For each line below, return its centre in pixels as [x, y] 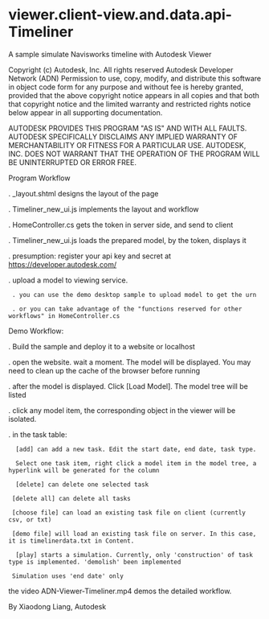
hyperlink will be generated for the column [84, 470]
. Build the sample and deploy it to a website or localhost [102, 346]
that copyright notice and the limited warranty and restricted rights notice [130, 104]
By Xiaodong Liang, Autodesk [57, 606]
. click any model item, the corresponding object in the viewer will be [122, 410]
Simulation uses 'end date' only [68, 576]
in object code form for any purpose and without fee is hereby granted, [126, 87]
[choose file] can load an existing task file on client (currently [129, 513]
